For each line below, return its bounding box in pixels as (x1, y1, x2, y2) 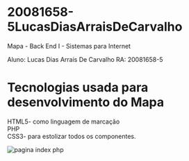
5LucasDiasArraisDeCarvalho (7, 19, 183, 35)
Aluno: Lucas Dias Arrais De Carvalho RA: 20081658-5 (7, 55, 163, 63)
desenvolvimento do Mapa (7, 94, 165, 110)
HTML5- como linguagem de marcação (7, 117, 120, 126)
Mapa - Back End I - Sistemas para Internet (7, 42, 131, 50)
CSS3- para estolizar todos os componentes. (7, 132, 137, 140)
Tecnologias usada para (7, 80, 149, 96)
